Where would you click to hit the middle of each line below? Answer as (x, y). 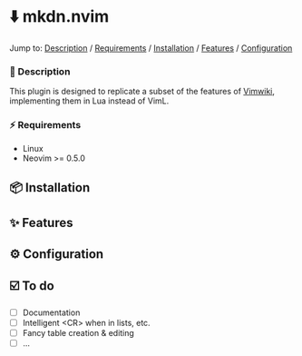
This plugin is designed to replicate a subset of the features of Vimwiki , (142, 92)
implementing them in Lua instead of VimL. (89, 101)
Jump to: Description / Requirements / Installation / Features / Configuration (151, 48)
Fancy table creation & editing (78, 332)
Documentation (51, 312)
